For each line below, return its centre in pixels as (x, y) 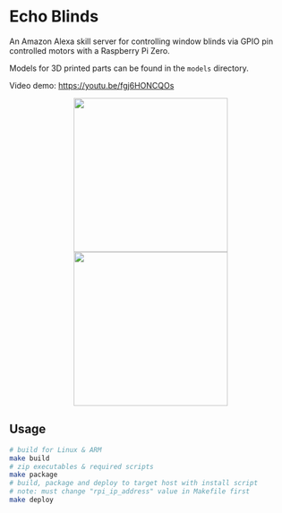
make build (30, 458)
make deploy (31, 500)
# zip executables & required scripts (81, 466)
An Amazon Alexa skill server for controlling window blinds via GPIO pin (141, 41)
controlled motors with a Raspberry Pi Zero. (90, 50)
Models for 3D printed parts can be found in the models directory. (129, 68)
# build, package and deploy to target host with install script (133, 483)
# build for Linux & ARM (56, 449)
